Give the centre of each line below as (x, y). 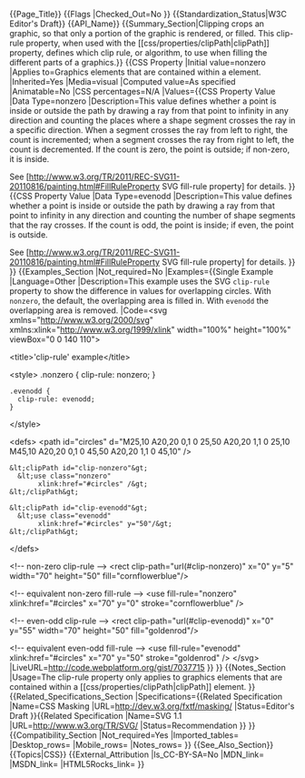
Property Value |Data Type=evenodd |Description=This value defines (163, 196)
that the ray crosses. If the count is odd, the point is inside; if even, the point (152, 225)
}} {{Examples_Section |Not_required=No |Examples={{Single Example (142, 272)
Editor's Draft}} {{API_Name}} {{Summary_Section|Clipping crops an (137, 24)
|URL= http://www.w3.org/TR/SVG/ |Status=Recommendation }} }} (133, 725)
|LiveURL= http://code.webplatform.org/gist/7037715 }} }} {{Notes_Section (148, 667)
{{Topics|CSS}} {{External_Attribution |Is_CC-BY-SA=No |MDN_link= (137, 754)
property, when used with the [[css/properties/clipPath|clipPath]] (148, 43)
